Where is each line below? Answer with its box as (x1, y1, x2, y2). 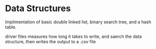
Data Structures (5, 3, 71, 14)
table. (5, 24, 17, 30)
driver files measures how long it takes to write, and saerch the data (5, 33, 142, 39)
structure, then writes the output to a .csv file (5, 38, 96, 44)
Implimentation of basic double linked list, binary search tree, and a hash (5, 19, 152, 25)
